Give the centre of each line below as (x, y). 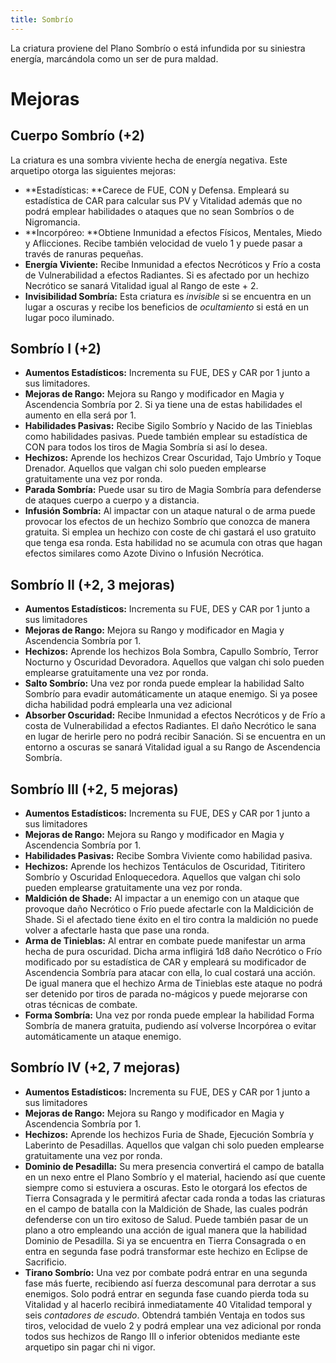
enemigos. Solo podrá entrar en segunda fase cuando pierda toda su (166, 1293)
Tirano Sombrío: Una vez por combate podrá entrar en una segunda (166, 1272)
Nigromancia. (52, 222)
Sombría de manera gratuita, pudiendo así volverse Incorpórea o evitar (170, 1026)
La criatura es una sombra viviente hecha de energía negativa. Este (149, 160)
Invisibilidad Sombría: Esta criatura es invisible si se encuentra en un (168, 296)
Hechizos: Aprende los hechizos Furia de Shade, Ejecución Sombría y (169, 1134)
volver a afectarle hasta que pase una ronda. (117, 930)
